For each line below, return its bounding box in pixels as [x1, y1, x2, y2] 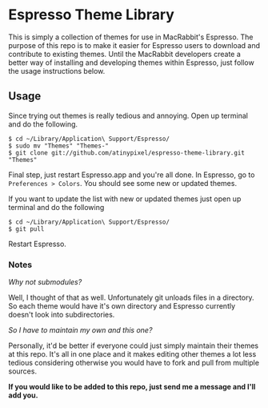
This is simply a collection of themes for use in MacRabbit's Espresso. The [8, 32, 254, 42]
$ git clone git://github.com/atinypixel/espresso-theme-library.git [8, 148, 246, 157]
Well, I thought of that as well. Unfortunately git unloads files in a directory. [8, 293, 254, 302]
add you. [8, 390, 38, 400]
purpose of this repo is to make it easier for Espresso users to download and [8, 40, 261, 50]
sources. [8, 366, 38, 376]
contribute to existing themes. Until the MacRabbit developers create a [8, 49, 242, 59]
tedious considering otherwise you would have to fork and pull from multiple [8, 358, 260, 368]
